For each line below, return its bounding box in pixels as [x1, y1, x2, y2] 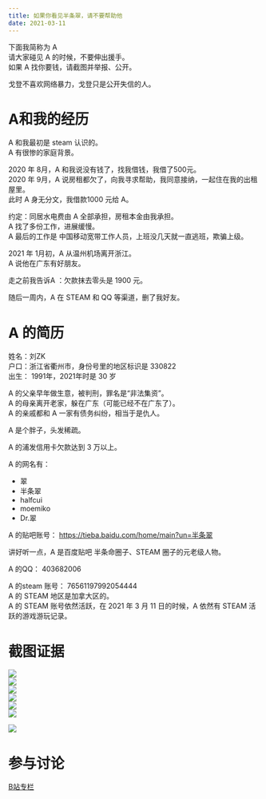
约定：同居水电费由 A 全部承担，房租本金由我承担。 [8, 212, 178, 221]
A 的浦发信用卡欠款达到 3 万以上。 [8, 443, 122, 452]
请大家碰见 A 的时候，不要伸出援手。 [8, 52, 129, 62]
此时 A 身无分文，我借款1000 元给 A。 [8, 195, 133, 205]
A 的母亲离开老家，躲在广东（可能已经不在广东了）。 [8, 399, 180, 408]
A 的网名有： [8, 459, 50, 469]
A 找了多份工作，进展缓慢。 [8, 221, 100, 232]
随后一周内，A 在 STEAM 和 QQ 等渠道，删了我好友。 [8, 292, 185, 302]
